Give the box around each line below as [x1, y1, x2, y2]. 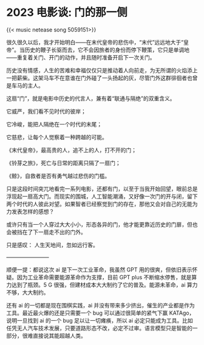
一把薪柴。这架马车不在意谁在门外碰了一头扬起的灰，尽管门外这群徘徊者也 [6, 74, 192, 81]
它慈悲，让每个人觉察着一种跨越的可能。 [6, 133, 107, 140]
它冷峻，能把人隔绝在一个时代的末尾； [6, 120, 102, 128]
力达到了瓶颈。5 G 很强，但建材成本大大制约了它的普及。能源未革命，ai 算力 [6, 281, 198, 289]
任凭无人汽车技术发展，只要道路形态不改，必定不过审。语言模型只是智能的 [6, 324, 192, 332]
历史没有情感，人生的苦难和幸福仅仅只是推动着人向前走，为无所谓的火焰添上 [6, 66, 198, 73]
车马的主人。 [11, 81, 44, 89]
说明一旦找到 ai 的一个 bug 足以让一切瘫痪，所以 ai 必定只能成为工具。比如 [6, 316, 193, 324]
